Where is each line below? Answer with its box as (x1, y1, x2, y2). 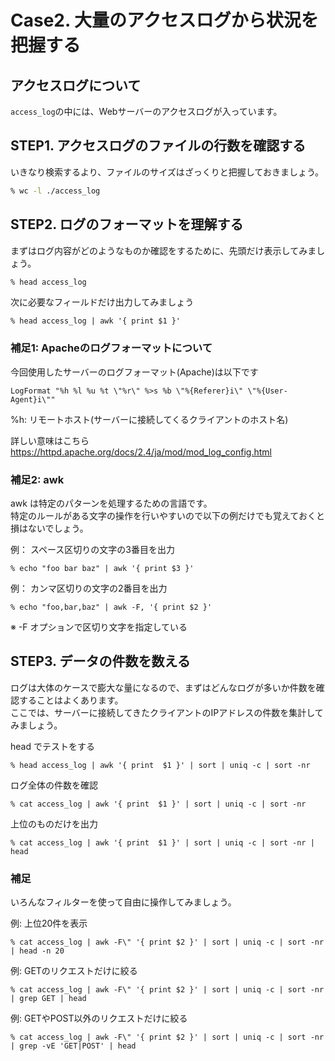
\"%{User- (247, 386, 288, 396)
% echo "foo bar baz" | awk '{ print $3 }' (10, 563, 195, 573)
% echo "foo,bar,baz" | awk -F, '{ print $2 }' (10, 602, 213, 612)
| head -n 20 (10, 946, 65, 956)
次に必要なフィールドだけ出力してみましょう (10, 296, 195, 308)
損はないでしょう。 (10, 522, 89, 534)
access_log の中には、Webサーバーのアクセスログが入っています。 (10, 106, 283, 117)
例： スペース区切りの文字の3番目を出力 (10, 543, 175, 555)
